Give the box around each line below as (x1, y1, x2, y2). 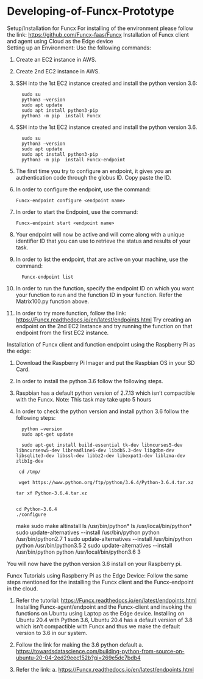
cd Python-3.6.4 (15, 506, 57, 512)
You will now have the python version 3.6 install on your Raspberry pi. (7, 560, 182, 567)
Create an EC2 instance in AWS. (15, 56, 97, 63)
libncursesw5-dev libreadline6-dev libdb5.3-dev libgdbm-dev (15, 447, 175, 453)
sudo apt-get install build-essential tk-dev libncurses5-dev (21, 442, 183, 448)
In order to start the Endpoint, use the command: (15, 208, 138, 215)
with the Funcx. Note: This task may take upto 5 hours (15, 395, 152, 403)
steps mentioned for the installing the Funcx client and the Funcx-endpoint (7, 578, 194, 585)
